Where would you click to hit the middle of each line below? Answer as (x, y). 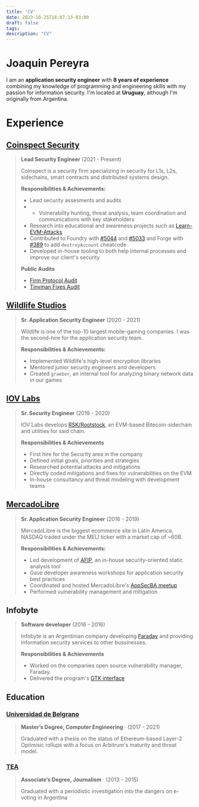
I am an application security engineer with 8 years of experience (87, 80)
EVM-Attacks (46, 232)
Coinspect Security (43, 145)
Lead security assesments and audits (75, 200)
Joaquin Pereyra (48, 64)
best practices (47, 579)
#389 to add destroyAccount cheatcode (78, 245)
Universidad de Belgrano (43, 714)
